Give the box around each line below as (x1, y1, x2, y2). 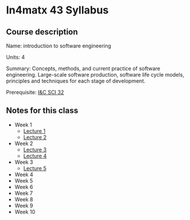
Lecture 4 (23, 152, 47, 159)
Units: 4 (6, 54, 25, 60)
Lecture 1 (23, 127, 46, 135)
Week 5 (14, 177, 33, 184)
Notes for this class (6, 106, 78, 116)
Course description (6, 27, 78, 37)
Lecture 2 (23, 133, 47, 140)
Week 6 (14, 183, 33, 190)
